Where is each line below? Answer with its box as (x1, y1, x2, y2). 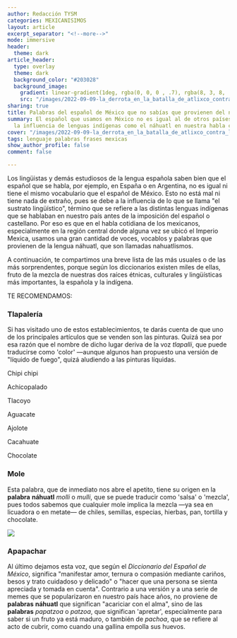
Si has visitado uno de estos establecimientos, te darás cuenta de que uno (7, 325, 224, 334)
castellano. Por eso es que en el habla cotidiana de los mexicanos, (7, 219, 201, 227)
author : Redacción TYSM (7, 10, 78, 18)
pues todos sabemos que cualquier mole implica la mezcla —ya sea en (7, 500, 214, 509)
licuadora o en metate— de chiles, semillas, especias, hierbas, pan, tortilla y (7, 507, 228, 516)
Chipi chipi (7, 369, 39, 378)
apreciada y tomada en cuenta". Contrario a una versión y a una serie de (7, 584, 218, 593)
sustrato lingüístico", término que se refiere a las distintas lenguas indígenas (7, 204, 229, 212)
